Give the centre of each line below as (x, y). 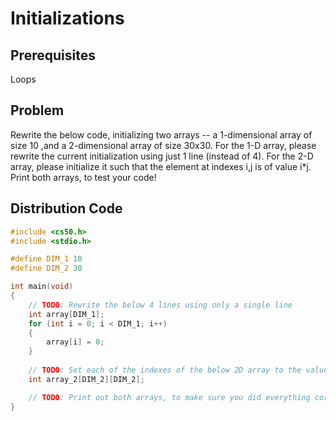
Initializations (67, 18)
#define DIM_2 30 (46, 268)
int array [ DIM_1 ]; (66, 314)
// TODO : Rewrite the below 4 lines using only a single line (160, 305)
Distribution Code (66, 208)
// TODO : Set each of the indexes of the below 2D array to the (165, 370)
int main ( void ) (42, 287)
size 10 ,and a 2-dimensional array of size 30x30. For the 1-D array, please (163, 145)
